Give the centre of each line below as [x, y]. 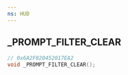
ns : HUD [19, 14]
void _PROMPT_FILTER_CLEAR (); [52, 65]
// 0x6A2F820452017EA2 [40, 58]
